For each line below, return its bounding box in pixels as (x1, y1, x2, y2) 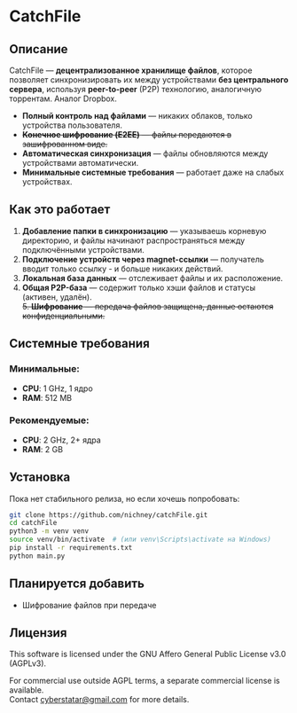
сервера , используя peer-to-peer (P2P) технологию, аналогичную (9, 84, 262, 94)
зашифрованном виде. (21, 139, 108, 149)
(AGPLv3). (9, 658, 47, 669)
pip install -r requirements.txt (9, 544, 133, 552)
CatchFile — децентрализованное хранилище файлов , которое (9, 65, 253, 75)
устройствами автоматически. (21, 158, 139, 168)
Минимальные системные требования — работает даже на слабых (21, 167, 285, 177)
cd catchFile (9, 519, 58, 528)
